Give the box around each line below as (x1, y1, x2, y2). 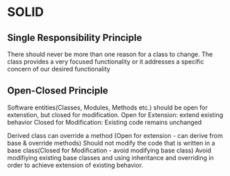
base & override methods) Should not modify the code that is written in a (7, 139, 215, 147)
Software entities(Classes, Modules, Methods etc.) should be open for (7, 103, 208, 112)
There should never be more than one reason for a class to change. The (7, 50, 213, 58)
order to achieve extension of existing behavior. (7, 161, 144, 169)
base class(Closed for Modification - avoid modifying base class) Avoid (7, 146, 212, 155)
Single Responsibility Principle (7, 32, 142, 44)
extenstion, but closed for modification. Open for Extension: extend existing (7, 110, 224, 118)
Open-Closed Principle (7, 85, 108, 97)
